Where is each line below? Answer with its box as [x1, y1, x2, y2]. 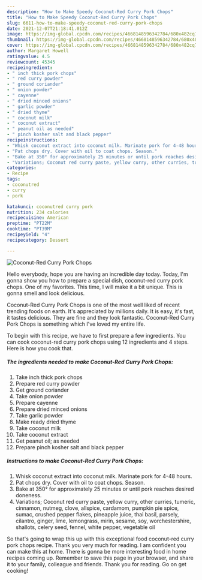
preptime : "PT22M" [7, 220, 53, 227]
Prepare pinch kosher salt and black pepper [15, 443, 124, 450]
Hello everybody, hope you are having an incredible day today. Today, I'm [7, 271, 188, 278]
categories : [7, 165, 37, 171]
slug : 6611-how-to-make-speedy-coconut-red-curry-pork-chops [7, 20, 163, 26]
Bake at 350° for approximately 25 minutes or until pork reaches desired [15, 485, 194, 492]
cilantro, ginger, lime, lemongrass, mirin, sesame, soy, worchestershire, [15, 517, 191, 524]
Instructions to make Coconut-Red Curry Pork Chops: [7, 457, 144, 465]
